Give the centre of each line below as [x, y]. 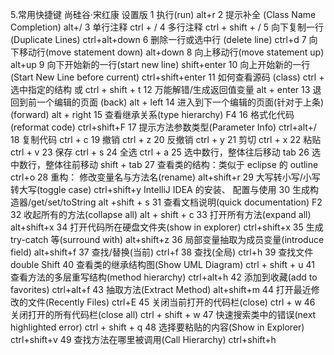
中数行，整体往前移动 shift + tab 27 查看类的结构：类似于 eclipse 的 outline [164, 164]
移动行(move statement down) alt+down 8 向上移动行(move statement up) [171, 52]
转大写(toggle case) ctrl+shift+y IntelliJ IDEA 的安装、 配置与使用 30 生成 [160, 189]
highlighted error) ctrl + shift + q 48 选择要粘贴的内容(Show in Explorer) [157, 327]
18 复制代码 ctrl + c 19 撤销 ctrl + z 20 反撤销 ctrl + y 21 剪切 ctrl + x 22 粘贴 [166, 139]
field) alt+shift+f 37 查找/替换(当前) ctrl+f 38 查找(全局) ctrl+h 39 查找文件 [162, 252]
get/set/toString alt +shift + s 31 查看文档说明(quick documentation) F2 [177, 202]
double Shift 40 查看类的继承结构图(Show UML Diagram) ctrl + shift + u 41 [162, 264]
